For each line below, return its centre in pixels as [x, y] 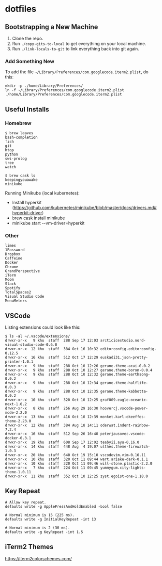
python [12, 154]
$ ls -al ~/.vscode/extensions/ [37, 336]
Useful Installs [27, 109]
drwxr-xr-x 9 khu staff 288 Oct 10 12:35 [52, 391]
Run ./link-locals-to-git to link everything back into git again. [75, 49]
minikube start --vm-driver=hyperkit [48, 223]
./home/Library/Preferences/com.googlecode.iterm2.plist [64, 95]
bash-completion [21, 137]
